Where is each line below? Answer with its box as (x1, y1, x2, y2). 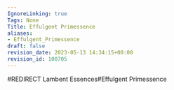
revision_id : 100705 (7, 56, 68, 63)
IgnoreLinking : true (7, 10, 68, 17)
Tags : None (7, 17, 39, 24)
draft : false (7, 43, 46, 50)
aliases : (7, 29, 33, 37)
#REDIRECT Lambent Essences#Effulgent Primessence (7, 75, 167, 83)
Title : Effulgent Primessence (7, 23, 96, 30)
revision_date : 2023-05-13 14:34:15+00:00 (7, 50, 133, 57)
